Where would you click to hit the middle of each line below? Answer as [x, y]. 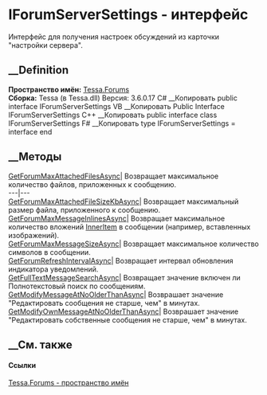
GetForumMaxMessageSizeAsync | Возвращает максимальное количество [133, 244]
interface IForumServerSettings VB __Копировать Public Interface [117, 106]
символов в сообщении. [50, 252]
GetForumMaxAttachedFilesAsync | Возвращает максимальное [114, 176]
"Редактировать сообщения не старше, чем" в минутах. [104, 303]
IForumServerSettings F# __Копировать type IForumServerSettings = [122, 123]
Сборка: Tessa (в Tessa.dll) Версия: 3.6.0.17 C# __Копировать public [123, 98]
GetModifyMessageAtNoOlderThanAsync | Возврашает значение [116, 294]
